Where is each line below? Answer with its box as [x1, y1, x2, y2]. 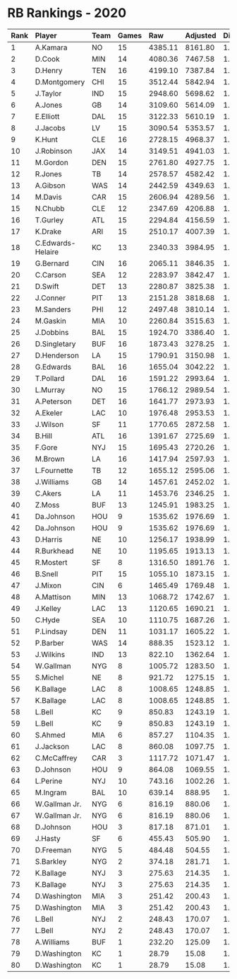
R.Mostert [35, 557, 68, 567]
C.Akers [35, 488, 62, 498]
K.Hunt [35, 134, 59, 144]
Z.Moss [35, 500, 60, 510]
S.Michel [35, 672, 64, 682]
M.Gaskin [35, 316, 67, 326]
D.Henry [35, 65, 63, 75]
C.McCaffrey [35, 752, 78, 762]
